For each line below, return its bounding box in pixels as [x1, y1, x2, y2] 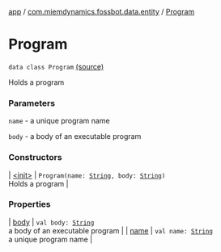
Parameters [8, 97, 55, 108]
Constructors [8, 152, 62, 163]
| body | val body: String [8, 217, 95, 227]
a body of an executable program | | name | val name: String [8, 225, 213, 235]
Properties [8, 199, 51, 210]
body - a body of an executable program [8, 132, 142, 141]
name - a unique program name [8, 116, 111, 126]
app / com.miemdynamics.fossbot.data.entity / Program [8, 7, 195, 16]
